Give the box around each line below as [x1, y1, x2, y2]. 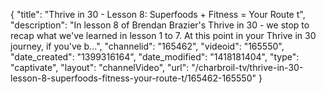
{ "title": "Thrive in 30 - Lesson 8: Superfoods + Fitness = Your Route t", [10, 9, 306, 20]
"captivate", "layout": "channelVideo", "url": [10, 62, 190, 73]
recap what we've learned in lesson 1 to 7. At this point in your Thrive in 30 [10, 30, 317, 41]
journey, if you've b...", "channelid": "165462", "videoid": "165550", [10, 40, 285, 52]
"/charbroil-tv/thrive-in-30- [191, 62, 304, 73]
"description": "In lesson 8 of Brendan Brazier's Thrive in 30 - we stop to [10, 19, 310, 31]
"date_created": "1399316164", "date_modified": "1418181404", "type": [10, 51, 300, 63]
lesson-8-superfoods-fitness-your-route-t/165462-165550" [10, 72, 257, 84]
